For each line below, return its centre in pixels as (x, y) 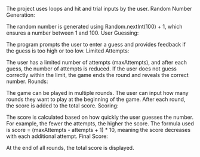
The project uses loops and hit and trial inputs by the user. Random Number (99, 9)
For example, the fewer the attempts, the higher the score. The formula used (100, 124)
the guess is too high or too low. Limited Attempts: (68, 51)
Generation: (21, 15)
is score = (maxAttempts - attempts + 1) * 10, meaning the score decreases (99, 130)
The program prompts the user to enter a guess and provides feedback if (96, 44)
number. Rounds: (27, 81)
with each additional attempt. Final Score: (57, 136)
